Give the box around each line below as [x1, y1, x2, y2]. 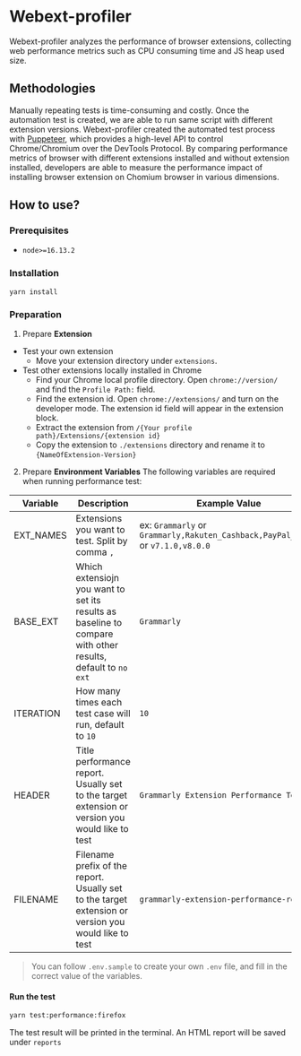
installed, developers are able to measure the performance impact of [9, 161, 262, 172]
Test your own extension [21, 346, 114, 357]
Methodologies [9, 81, 96, 96]
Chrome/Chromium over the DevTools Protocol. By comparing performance [9, 143, 288, 153]
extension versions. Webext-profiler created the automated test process [9, 124, 276, 134]
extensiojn [75, 572, 119, 584]
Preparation [9, 307, 63, 320]
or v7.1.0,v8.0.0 [139, 540, 211, 552]
